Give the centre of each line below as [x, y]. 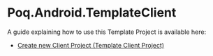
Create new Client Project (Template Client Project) [91, 45]
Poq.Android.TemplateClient [92, 13]
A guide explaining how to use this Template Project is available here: [107, 32]
